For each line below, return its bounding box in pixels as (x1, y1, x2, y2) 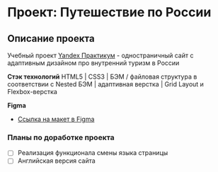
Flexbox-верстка (7, 88, 58, 96)
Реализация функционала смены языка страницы (17, 149, 168, 157)
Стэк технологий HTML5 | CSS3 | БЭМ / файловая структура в (7, 72, 197, 81)
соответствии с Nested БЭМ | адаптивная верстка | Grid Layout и (7, 80, 204, 88)
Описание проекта (7, 33, 95, 45)
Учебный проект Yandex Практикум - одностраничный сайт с (7, 51, 194, 59)
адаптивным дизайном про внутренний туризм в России (7, 59, 180, 67)
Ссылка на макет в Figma (17, 115, 95, 123)
